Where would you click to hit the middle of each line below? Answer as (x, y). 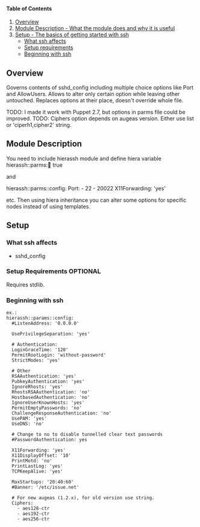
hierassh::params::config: (40, 318)
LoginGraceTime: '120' (40, 350)
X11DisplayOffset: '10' (41, 456)
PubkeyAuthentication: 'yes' (48, 382)
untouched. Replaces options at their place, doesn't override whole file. (95, 100)
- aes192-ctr (33, 514)
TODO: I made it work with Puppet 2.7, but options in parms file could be (96, 112)
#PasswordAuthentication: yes (49, 440)
